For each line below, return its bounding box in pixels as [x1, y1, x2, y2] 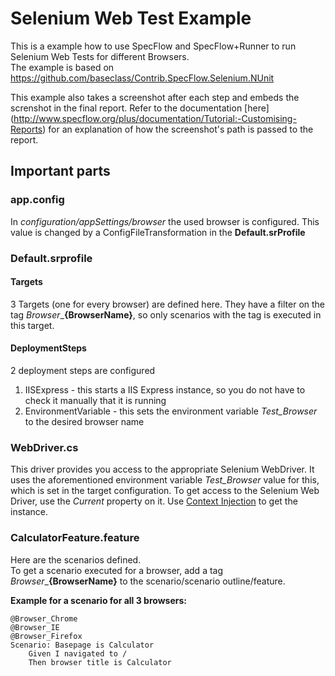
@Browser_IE [10, 622, 60, 632]
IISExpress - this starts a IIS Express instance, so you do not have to [24, 383, 306, 396]
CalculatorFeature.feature [10, 531, 140, 545]
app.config [10, 193, 65, 207]
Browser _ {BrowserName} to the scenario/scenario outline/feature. [10, 575, 286, 587]
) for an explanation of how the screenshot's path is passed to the [42, 123, 314, 135]
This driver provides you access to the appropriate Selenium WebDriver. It [10, 463, 315, 476]
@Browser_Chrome [10, 613, 78, 624]
